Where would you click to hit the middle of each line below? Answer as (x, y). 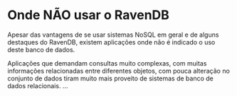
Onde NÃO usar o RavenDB (88, 15)
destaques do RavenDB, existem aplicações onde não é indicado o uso (111, 42)
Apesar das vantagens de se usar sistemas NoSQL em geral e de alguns (113, 35)
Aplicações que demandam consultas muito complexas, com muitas (107, 63)
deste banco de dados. (41, 49)
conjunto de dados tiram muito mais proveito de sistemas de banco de (110, 78)
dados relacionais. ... (38, 85)
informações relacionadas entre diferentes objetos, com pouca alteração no (118, 71)
